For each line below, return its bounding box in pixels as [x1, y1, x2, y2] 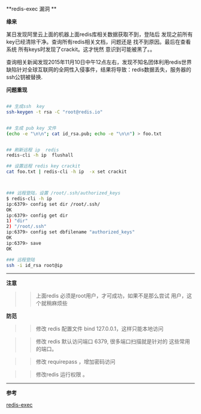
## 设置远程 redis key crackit [6, 163, 81, 169]
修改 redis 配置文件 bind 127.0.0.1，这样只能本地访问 [35, 325, 163, 332]
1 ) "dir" [6, 218, 28, 224]
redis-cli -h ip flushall [6, 152, 74, 158]
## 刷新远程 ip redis [6, 146, 59, 153]
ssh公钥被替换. [6, 74, 43, 80]
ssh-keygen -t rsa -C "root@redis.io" [6, 109, 103, 115]
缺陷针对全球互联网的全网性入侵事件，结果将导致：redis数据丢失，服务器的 [6, 66, 191, 73]
